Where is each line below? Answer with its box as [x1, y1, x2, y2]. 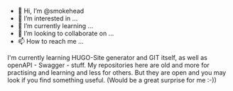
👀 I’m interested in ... [17, 14, 78, 23]
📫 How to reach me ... [17, 37, 84, 45]
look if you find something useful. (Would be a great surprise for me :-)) [7, 76, 217, 84]
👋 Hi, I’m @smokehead [17, 7, 85, 15]
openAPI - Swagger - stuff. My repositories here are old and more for [7, 61, 210, 69]
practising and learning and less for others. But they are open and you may [7, 68, 227, 77]
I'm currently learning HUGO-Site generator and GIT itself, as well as [7, 54, 207, 61]
